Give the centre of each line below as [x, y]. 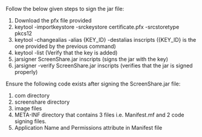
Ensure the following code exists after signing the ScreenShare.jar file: [93, 84]
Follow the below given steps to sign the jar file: [65, 9]
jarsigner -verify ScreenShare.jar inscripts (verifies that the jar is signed [103, 65]
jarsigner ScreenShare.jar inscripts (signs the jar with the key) [91, 59]
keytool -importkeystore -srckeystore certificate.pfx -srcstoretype [97, 27]
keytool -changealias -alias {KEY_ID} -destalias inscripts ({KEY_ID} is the [105, 40]
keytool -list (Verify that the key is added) [66, 53]
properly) [26, 72]
